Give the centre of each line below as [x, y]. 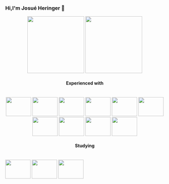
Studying [85, 146]
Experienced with [85, 83]
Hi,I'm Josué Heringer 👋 [35, 8]
